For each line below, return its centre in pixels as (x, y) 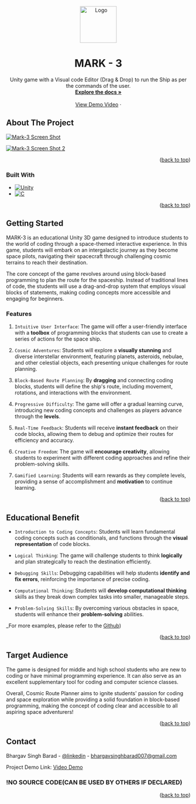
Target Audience (37, 655)
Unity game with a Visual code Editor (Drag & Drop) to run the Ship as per (98, 80)
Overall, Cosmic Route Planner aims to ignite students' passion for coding (95, 693)
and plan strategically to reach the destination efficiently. (83, 561)
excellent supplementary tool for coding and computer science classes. (92, 682)
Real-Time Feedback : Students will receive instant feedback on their (96, 428)
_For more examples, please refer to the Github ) (64, 626)
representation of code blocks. (52, 544)
